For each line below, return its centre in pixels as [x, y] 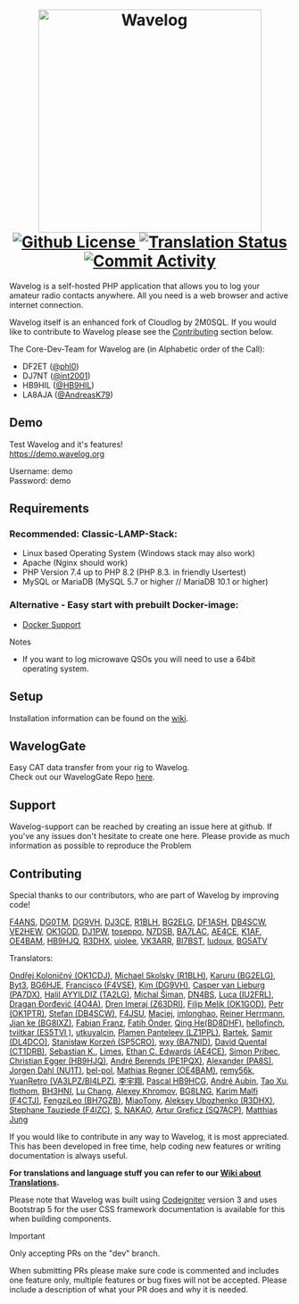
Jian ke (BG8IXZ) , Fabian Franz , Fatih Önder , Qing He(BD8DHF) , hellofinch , [147, 1023]
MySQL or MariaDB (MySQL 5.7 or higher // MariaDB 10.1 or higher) [145, 582]
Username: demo [41, 471]
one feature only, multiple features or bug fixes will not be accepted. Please [148, 1280]
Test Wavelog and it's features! [66, 444]
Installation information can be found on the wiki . [99, 718]
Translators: [31, 958]
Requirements [49, 509]
